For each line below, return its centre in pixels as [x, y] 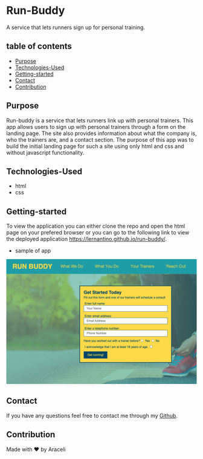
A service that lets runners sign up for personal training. [76, 27]
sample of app [33, 251]
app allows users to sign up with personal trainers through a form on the [96, 127]
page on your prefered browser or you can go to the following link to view [98, 233]
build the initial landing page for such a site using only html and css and [95, 146]
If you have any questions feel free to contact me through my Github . [92, 415]
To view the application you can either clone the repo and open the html [96, 226]
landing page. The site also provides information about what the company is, [101, 133]
